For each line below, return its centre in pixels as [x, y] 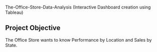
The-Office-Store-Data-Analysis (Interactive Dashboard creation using [78, 7]
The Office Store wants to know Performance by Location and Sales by [78, 40]
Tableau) [14, 12]
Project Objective [33, 28]
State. [11, 45]
